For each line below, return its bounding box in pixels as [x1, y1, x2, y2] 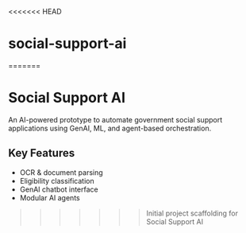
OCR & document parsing [19, 167, 103, 177]
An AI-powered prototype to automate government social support [8, 115, 223, 124]
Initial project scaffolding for [146, 208, 239, 218]
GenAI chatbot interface [19, 184, 98, 194]
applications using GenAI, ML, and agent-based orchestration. [8, 123, 212, 133]
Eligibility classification [19, 176, 94, 185]
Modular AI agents [19, 192, 81, 202]
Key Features [8, 146, 75, 160]
